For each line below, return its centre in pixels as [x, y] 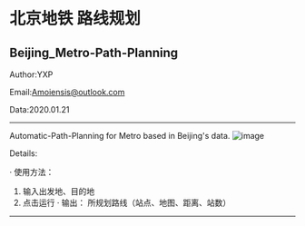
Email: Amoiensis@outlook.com [67, 92]
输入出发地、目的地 [59, 191]
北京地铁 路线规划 [75, 19]
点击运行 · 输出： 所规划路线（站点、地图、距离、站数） [127, 202]
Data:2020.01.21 [39, 109]
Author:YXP [31, 74]
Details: [24, 153]
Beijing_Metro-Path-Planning [94, 52]
